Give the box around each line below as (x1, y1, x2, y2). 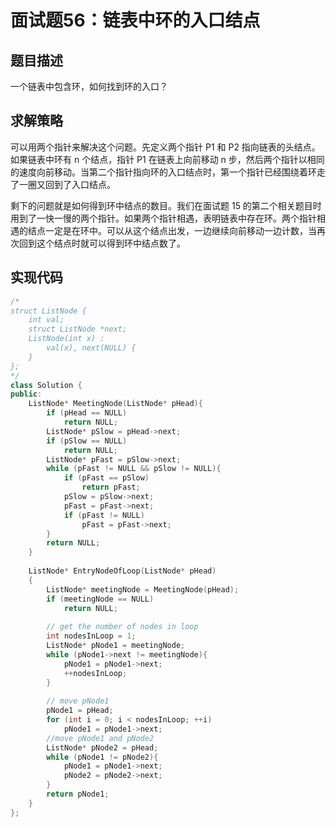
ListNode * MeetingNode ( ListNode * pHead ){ (28, 399, 203, 409)
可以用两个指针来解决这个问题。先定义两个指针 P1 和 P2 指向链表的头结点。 (10, 141, 321, 153)
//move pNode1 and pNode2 (46, 733, 155, 743)
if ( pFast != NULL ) (63, 510, 145, 520)
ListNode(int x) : (28, 334, 105, 344)
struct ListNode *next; (28, 324, 128, 335)
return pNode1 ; (46, 789, 110, 799)
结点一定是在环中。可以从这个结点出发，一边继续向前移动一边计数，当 (27, 224, 317, 236)
